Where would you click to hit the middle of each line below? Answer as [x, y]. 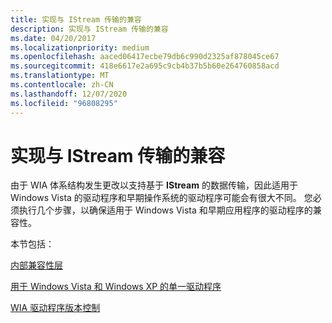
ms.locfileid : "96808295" [64, 103]
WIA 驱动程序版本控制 [55, 308]
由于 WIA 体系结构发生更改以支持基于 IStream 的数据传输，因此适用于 [154, 185]
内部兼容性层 [36, 265]
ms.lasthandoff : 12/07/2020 [69, 94]
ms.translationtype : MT [60, 76]
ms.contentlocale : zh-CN [62, 85]
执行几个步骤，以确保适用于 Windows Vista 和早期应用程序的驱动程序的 [165, 210]
